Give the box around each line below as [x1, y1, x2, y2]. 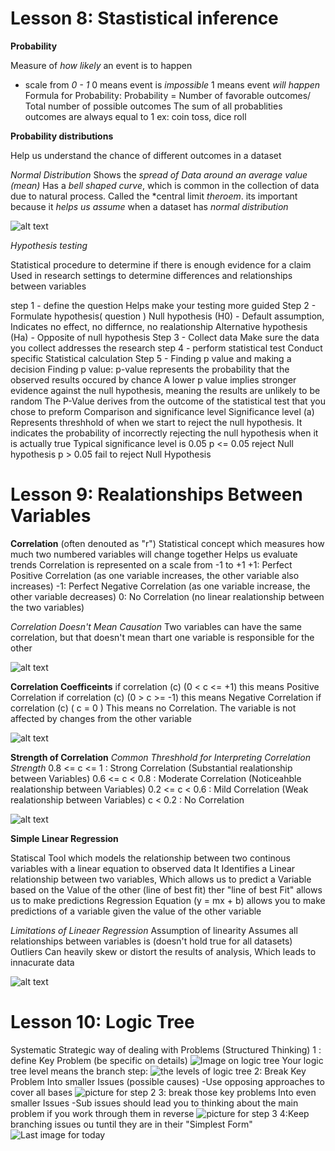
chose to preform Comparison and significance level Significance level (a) [10, 405, 315, 417]
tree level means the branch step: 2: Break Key [10, 1065, 307, 1077]
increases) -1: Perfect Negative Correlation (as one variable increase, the [10, 580, 311, 592]
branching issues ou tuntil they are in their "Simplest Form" [10, 1118, 253, 1130]
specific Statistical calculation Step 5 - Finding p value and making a [10, 352, 292, 364]
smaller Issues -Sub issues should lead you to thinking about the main [10, 1097, 299, 1109]
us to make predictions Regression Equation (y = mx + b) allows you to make [10, 894, 326, 906]
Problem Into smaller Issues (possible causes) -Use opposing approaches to [10, 1075, 325, 1087]
